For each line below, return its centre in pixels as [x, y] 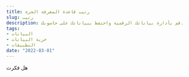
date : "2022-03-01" [31, 51]
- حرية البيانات [26, 39]
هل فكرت [17, 67]
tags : [13, 28]
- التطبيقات [21, 45]
